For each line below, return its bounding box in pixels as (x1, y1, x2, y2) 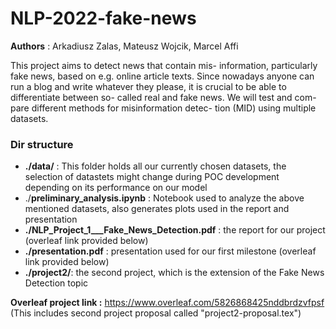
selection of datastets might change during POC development (24, 171, 280, 183)
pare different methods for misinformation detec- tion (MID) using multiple (10, 102, 317, 114)
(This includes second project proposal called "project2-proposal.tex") (10, 307, 302, 319)
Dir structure (10, 137, 74, 151)
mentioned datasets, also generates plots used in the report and (24, 203, 290, 215)
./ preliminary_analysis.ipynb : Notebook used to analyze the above (24, 192, 305, 204)
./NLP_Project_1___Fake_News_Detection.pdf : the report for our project (24, 224, 326, 236)
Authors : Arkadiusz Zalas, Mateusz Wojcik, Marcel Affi (10, 40, 239, 52)
